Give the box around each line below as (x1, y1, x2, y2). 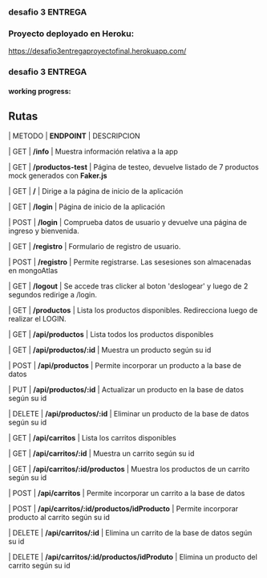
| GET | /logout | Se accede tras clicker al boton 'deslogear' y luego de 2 (8, 281, 249, 291)
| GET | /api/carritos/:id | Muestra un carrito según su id (8, 449, 195, 458)
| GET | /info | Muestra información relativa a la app (8, 146, 178, 156)
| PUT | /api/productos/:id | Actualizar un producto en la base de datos (8, 384, 245, 394)
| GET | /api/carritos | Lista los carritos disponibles (8, 432, 176, 442)
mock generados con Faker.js (8, 170, 107, 180)
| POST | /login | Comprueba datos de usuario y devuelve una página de (8, 217, 247, 227)
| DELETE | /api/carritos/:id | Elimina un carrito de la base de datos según (8, 527, 253, 537)
